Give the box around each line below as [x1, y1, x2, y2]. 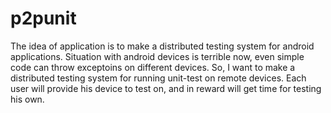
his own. [10, 93, 45, 105]
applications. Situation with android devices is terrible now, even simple [10, 50, 305, 62]
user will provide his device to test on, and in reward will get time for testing [10, 82, 322, 94]
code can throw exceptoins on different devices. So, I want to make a [10, 61, 296, 73]
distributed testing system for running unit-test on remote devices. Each [10, 72, 307, 84]
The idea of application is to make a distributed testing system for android [10, 40, 315, 52]
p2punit [10, 7, 77, 30]
